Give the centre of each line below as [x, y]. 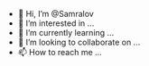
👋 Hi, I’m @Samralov [56, 14]
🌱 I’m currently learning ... [66, 33]
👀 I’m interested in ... [56, 23]
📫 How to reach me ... [60, 52]
